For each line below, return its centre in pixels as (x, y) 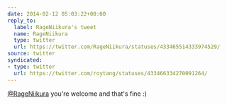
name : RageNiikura (41, 34)
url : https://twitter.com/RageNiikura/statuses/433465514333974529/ (117, 47)
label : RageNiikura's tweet (55, 27)
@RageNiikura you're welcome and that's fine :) (77, 94)
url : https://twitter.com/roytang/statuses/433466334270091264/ (111, 73)
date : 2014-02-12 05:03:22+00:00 (57, 14)
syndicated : (25, 60)
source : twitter (31, 54)
